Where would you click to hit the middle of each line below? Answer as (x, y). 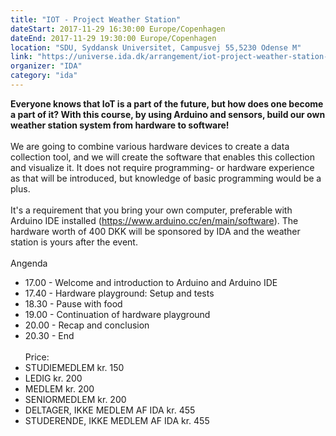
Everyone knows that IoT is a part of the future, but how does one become (167, 103)
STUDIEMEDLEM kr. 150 (74, 367)
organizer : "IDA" (46, 66)
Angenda (29, 263)
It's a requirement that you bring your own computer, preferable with (151, 210)
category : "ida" (44, 76)
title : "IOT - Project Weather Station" (96, 19)
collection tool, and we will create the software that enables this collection (162, 157)
